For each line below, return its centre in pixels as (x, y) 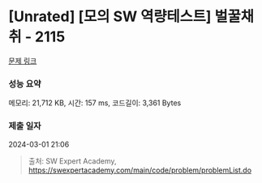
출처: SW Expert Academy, (72, 161)
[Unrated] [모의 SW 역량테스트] (110, 17)
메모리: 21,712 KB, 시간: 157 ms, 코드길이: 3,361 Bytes (95, 103)
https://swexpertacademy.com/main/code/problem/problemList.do (140, 170)
